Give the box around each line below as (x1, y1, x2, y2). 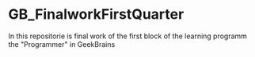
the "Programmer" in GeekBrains (8, 39, 116, 48)
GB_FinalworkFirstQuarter (8, 5, 185, 23)
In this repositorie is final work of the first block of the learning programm (8, 31, 248, 41)
